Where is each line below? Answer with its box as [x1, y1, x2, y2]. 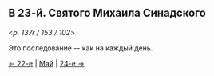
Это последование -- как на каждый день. [8, 43, 153, 53]
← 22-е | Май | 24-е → [8, 58, 85, 68]
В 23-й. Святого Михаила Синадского [8, 6, 206, 20]
